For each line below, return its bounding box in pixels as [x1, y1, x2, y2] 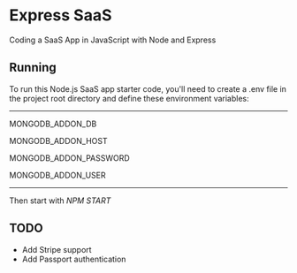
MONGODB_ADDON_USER [9, 170, 106, 180]
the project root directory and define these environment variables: [9, 93, 249, 103]
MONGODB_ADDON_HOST [9, 135, 108, 146]
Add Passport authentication [21, 254, 126, 264]
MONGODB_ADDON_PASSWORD [9, 152, 130, 163]
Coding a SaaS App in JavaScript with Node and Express [9, 34, 217, 45]
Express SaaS [9, 5, 112, 26]
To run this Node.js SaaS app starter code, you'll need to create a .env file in [9, 83, 287, 94]
